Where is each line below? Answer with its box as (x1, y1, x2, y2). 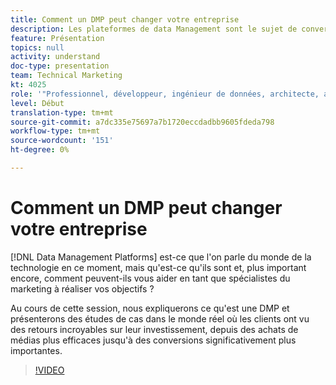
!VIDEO (34, 364, 65, 376)
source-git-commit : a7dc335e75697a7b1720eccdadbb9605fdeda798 (10, 117, 275, 127)
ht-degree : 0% (10, 145, 70, 155)
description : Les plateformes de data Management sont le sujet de (10, 24, 298, 34)
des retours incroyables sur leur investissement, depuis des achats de (10, 323, 299, 335)
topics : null (10, 42, 65, 53)
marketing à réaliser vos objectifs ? (10, 282, 155, 295)
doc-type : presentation (10, 61, 110, 71)
